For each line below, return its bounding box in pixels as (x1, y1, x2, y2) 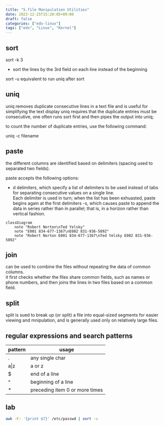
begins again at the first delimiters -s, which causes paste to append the (12, 200, 160, 206)
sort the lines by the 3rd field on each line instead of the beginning (12, 66, 148, 72)
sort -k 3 (5, 57, 24, 63)
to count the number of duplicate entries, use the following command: (5, 123, 147, 129)
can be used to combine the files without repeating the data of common (5, 264, 151, 270)
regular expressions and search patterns (5, 331, 133, 340)
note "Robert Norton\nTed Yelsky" (14, 225, 85, 229)
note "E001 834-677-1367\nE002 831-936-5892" (14, 229, 109, 234)
